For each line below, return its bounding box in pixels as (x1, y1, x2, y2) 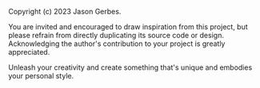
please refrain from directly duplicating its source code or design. (8, 31, 224, 40)
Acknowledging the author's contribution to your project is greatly (8, 39, 226, 48)
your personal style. (8, 71, 74, 80)
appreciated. (8, 48, 50, 56)
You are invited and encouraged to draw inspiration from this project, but (8, 22, 248, 31)
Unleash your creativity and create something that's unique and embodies (8, 63, 253, 72)
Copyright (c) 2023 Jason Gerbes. (8, 7, 122, 16)
